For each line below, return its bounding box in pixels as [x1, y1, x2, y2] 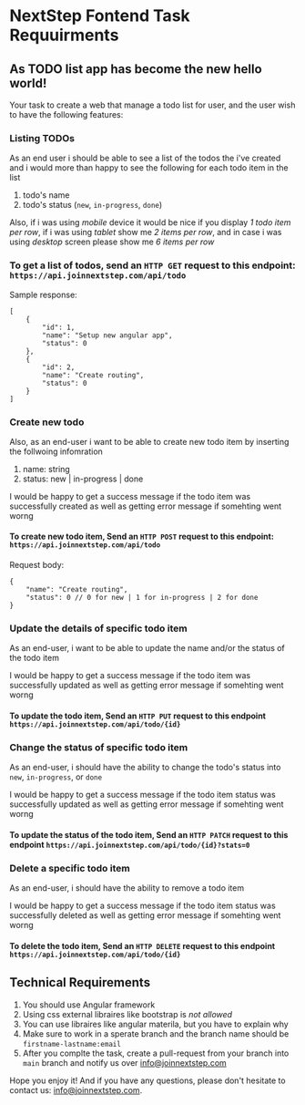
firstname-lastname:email [22, 1039, 121, 1048]
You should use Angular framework [22, 999, 156, 1010]
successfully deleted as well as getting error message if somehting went [9, 910, 281, 921]
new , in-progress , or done [9, 771, 103, 782]
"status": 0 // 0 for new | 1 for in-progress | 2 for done [25, 594, 259, 603]
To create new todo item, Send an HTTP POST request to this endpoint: [9, 531, 275, 542]
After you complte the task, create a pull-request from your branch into [22, 1048, 290, 1059]
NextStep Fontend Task [9, 5, 191, 26]
